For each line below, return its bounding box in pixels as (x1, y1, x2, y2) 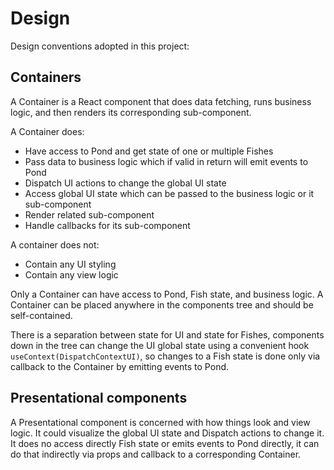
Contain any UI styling (24, 258, 117, 270)
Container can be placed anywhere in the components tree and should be (10, 298, 314, 311)
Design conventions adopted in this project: (10, 40, 190, 52)
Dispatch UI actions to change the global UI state (24, 177, 227, 189)
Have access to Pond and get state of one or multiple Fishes (24, 145, 274, 157)
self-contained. (10, 309, 73, 321)
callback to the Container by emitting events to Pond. (10, 360, 230, 372)
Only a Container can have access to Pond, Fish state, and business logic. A (10, 288, 324, 300)
